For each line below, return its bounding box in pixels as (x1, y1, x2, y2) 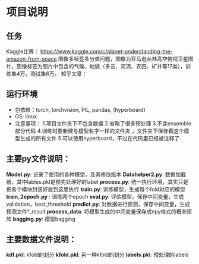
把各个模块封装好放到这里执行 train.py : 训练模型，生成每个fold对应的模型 (6, 186, 185, 193)
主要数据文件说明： (6, 234, 77, 244)
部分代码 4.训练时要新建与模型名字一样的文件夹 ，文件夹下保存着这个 (14, 127, 184, 134)
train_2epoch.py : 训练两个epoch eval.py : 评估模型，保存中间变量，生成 (6, 193, 184, 200)
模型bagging (44, 215, 75, 222)
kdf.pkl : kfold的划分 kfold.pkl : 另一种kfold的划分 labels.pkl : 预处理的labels (6, 251, 189, 259)
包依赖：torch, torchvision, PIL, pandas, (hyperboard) (14, 106, 146, 113)
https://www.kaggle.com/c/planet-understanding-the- (40, 48, 173, 55)
